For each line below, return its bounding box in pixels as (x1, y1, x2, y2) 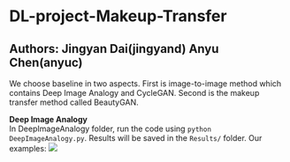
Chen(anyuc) (9, 55, 83, 70)
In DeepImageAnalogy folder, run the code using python (9, 123, 212, 134)
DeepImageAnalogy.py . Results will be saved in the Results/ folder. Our (9, 133, 263, 143)
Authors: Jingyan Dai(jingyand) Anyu (9, 41, 219, 56)
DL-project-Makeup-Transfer (9, 6, 227, 26)
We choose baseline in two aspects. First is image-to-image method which (9, 78, 282, 89)
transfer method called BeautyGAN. (9, 97, 139, 107)
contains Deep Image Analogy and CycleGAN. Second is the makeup (9, 88, 260, 98)
